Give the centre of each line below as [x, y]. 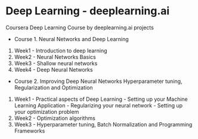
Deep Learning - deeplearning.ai [88, 11]
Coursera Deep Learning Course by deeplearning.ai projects [80, 27]
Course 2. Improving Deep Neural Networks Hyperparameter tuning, [98, 81]
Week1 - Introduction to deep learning [61, 50]
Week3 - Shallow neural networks [56, 63]
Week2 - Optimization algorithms [55, 118]
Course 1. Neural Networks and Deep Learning [71, 39]
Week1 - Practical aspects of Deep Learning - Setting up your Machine [101, 99]
